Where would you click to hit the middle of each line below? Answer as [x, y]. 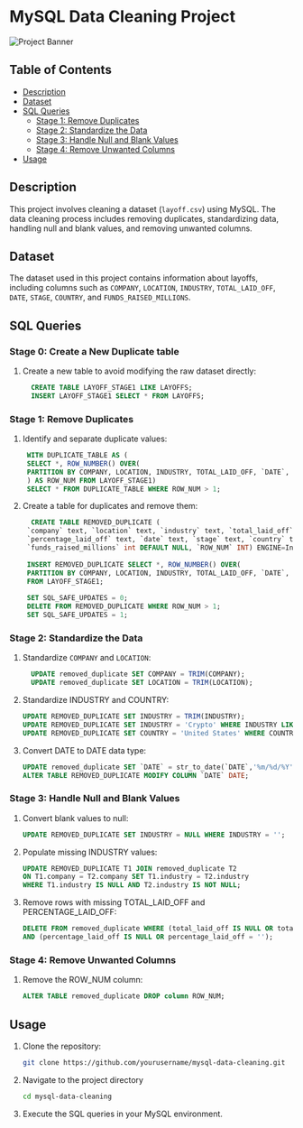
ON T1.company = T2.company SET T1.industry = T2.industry [136, 877]
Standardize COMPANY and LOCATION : [87, 658]
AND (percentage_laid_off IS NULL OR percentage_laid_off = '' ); [147, 937]
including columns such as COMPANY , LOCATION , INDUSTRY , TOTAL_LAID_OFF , [143, 288]
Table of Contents [61, 70]
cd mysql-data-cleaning [67, 1096]
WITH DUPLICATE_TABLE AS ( [77, 456]
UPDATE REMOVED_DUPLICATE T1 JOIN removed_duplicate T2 [129, 868]
